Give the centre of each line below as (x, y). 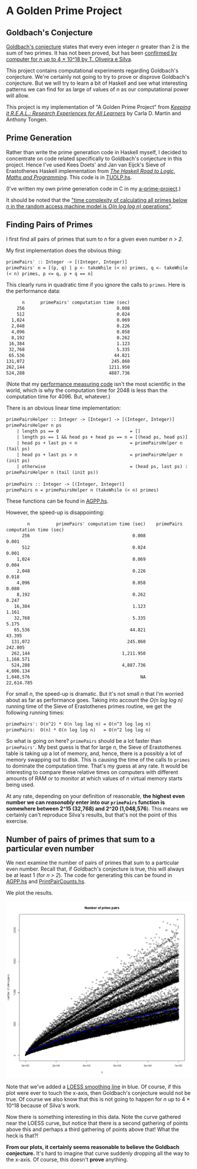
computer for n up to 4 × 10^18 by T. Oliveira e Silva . (69, 59)
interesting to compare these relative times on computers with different (92, 772)
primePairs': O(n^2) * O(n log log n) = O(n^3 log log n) (79, 724)
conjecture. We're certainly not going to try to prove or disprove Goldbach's (98, 77)
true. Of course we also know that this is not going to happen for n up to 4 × (98, 1100)
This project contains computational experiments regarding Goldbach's (92, 71)
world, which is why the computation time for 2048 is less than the (87, 390)
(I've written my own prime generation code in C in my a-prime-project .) (94, 188)
